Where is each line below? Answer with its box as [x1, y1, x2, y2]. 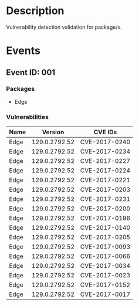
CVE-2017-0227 [80, 157, 131, 165]
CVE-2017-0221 [80, 176, 131, 184]
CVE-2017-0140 [80, 224, 131, 232]
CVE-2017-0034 [80, 262, 131, 270]
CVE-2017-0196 [80, 214, 131, 222]
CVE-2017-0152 [80, 281, 131, 289]
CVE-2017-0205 [80, 233, 131, 242]
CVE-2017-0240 [80, 138, 131, 146]
